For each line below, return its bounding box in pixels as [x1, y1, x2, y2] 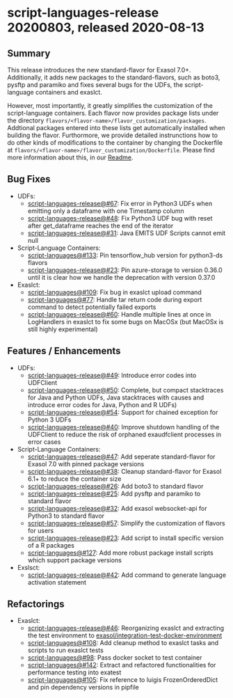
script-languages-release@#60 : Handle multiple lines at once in [27, 310, 211, 318]
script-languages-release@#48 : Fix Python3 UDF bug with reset [27, 214, 213, 222]
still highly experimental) [27, 325, 99, 333]
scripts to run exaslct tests [27, 646, 104, 655]
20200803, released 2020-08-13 [7, 19, 204, 35]
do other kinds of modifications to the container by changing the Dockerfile [7, 138, 223, 147]
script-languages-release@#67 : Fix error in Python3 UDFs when [27, 199, 213, 207]
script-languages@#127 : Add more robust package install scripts [27, 548, 214, 557]
